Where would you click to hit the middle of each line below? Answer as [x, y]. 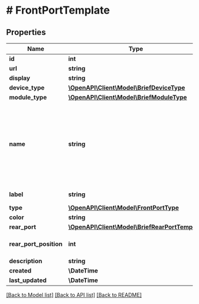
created [20, 271]
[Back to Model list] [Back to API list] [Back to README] [74, 295]
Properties [26, 32]
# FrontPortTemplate [58, 10]
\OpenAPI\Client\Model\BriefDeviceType [126, 88]
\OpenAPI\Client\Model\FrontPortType [123, 208]
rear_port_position [36, 244]
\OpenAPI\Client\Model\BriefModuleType [128, 97]
